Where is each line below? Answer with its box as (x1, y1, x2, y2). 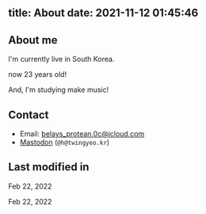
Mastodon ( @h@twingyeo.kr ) (19, 138, 110, 147)
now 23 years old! (8, 70, 67, 79)
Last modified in (8, 160, 90, 174)
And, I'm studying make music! (8, 85, 109, 94)
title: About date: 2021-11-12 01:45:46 (8, 6, 199, 20)
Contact (8, 108, 49, 121)
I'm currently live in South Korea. (8, 55, 115, 64)
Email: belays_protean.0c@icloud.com (19, 129, 145, 139)
